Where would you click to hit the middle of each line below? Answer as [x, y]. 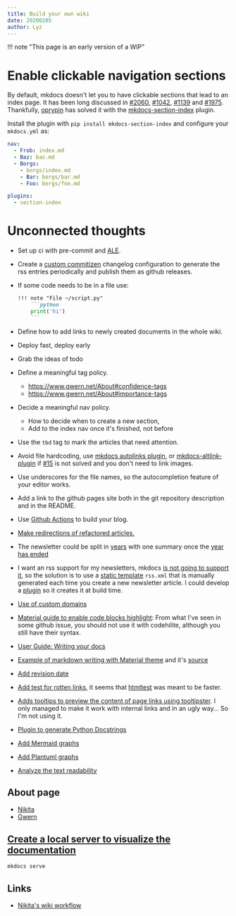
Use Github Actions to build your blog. [73, 519]
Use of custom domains [52, 604]
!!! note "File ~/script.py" [60, 298]
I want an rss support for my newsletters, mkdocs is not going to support [123, 568]
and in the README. [46, 506]
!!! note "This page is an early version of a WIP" [76, 47]
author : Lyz [25, 27]
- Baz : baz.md [34, 157]
